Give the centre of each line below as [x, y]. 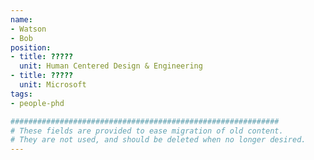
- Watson [28, 29]
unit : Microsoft [53, 85]
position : [31, 47]
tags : [21, 94]
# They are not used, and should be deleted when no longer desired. [158, 140]
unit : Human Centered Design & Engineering [111, 66]
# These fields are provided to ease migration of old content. [147, 131]
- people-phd [37, 103]
